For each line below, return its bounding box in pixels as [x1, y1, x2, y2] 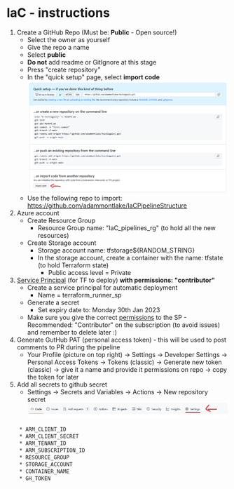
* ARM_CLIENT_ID [19, 426, 67, 433]
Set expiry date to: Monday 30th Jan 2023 [37, 306, 160, 314]
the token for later [27, 373, 79, 382]
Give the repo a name [27, 43, 90, 51]
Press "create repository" [27, 65, 101, 74]
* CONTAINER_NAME [19, 468, 70, 475]
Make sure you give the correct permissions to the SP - [27, 314, 187, 322]
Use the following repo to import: [27, 194, 123, 203]
